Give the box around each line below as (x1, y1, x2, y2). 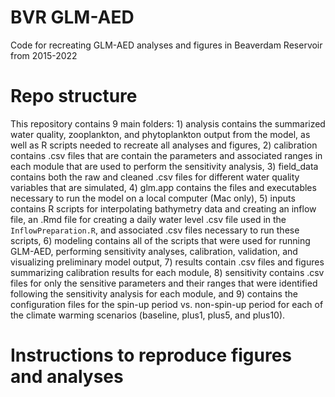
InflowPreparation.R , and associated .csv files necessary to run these (10, 224, 300, 236)
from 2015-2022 (10, 49, 78, 61)
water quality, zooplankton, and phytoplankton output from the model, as (10, 128, 311, 140)
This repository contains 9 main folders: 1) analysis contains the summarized (10, 117, 326, 130)
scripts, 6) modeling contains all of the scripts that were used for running (10, 234, 311, 246)
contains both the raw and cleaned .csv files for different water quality (10, 171, 300, 183)
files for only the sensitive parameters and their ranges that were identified (10, 277, 318, 289)
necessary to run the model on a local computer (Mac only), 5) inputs (10, 192, 296, 204)
